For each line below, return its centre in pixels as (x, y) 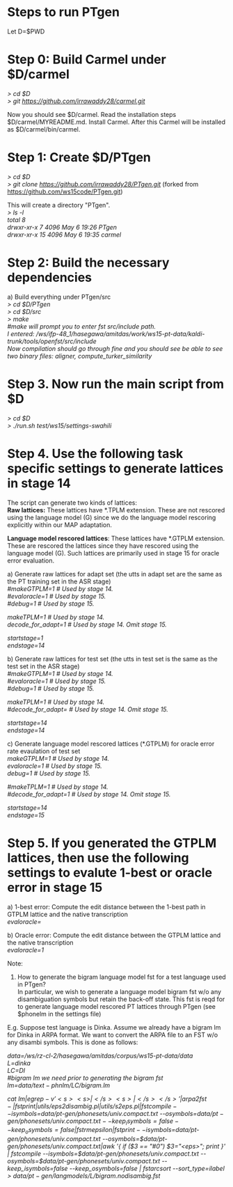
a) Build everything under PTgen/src (59, 297)
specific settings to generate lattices (115, 468)
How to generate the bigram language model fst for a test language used (121, 977)
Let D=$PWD (26, 31)
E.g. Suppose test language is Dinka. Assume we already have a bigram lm (114, 1027)
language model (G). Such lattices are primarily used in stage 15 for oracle (113, 553)
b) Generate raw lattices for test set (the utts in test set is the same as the (112, 659)
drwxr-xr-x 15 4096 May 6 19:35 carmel (64, 235)
